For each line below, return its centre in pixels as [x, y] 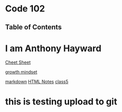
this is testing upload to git [61, 101]
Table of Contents [34, 27]
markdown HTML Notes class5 [37, 81]
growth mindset [21, 72]
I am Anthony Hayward [53, 48]
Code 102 [25, 9]
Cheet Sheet [18, 62]
